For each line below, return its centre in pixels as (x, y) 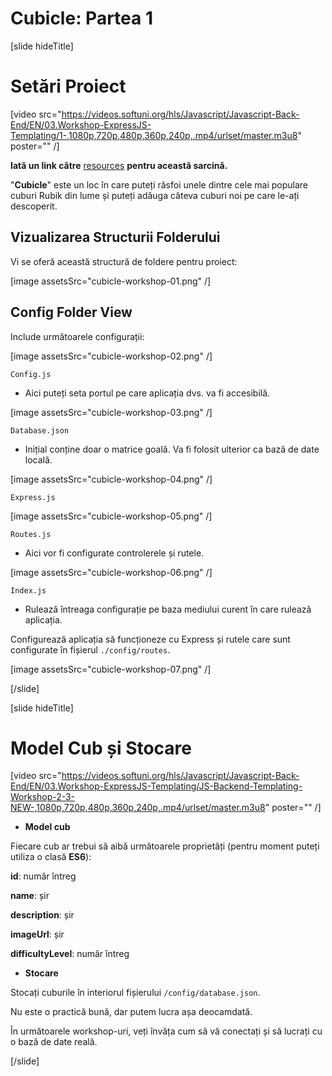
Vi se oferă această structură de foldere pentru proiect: (124, 261)
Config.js (31, 374)
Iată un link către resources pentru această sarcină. (119, 165)
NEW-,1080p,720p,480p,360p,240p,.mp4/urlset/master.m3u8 (138, 808)
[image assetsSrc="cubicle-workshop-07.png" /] (111, 669)
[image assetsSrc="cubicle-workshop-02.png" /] (111, 356)
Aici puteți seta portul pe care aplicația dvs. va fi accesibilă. (147, 393)
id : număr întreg (43, 876)
